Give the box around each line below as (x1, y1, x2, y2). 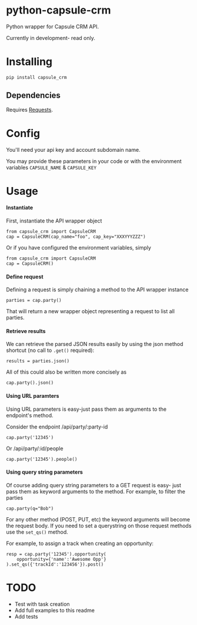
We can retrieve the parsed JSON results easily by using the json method (6, 341, 183, 348)
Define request (6, 273, 44, 280)
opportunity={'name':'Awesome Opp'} (16, 556, 107, 562)
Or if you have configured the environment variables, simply (6, 244, 152, 251)
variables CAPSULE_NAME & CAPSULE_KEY (6, 164, 97, 171)
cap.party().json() (6, 380, 54, 386)
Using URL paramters (6, 393, 59, 400)
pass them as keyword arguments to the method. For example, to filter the (6, 488, 185, 495)
